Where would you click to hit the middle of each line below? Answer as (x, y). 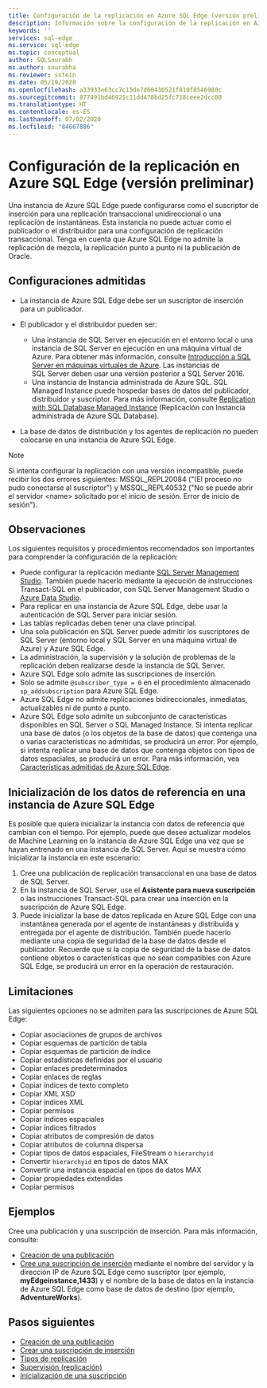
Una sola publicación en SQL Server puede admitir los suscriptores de (135, 632)
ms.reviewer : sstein (43, 75)
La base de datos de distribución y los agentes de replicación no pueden (139, 431)
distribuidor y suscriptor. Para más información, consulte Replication (143, 398)
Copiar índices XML (52, 1102)
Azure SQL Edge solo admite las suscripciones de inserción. (118, 674)
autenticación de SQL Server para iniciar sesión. (99, 615)
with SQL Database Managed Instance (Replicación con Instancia (138, 407)
